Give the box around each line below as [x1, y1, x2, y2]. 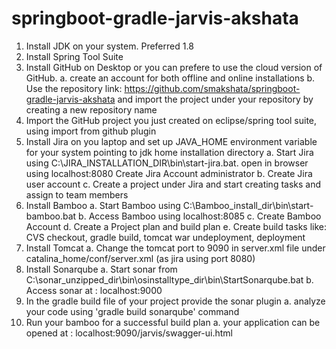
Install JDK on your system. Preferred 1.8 [25, 40, 194, 52]
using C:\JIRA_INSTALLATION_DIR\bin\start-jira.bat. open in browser [25, 157, 309, 169]
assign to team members [25, 188, 129, 201]
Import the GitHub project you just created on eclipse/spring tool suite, [25, 114, 318, 126]
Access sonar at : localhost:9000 [25, 284, 163, 296]
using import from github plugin [25, 125, 157, 137]
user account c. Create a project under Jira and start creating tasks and [25, 178, 322, 190]
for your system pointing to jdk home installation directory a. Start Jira [25, 146, 314, 158]
